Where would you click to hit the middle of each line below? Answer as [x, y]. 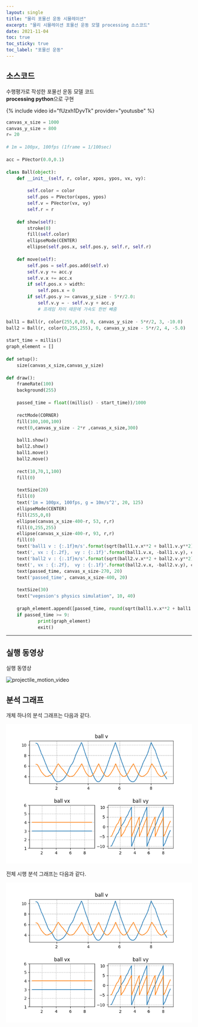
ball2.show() [33, 446]
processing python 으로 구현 [40, 99]
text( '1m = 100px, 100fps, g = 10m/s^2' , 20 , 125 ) [80, 503]
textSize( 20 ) [33, 490]
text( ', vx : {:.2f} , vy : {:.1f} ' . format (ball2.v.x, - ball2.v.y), [103, 565]
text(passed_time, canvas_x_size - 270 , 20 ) [70, 571]
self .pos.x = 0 [56, 291]
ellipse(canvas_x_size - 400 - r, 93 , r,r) [66, 534]
